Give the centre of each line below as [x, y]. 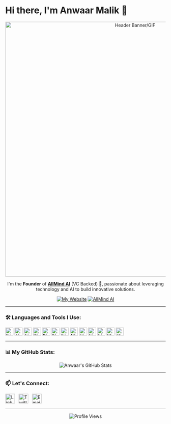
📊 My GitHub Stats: [30, 352]
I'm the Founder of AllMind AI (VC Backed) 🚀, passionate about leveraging [85, 284]
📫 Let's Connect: [27, 383]
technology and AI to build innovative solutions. [85, 289]
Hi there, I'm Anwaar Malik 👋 [66, 10]
